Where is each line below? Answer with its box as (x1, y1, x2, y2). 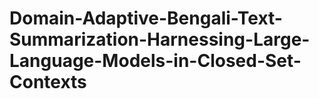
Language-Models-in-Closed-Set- (9, 50, 302, 72)
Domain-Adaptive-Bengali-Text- (9, 7, 283, 30)
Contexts (9, 71, 87, 94)
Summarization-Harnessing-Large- (9, 28, 311, 51)
